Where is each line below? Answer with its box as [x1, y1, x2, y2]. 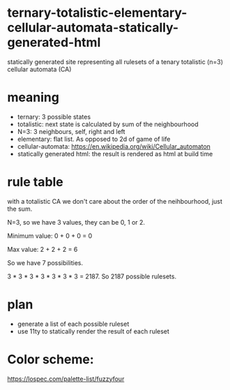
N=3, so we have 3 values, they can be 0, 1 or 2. [7, 218, 145, 226]
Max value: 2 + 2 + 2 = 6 [7, 245, 78, 253]
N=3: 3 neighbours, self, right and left [17, 127, 125, 135]
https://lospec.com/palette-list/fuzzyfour [7, 375, 125, 383]
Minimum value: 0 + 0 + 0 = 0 [7, 232, 93, 240]
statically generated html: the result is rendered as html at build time [17, 149, 213, 158]
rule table [7, 174, 64, 190]
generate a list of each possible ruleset [17, 320, 130, 328]
